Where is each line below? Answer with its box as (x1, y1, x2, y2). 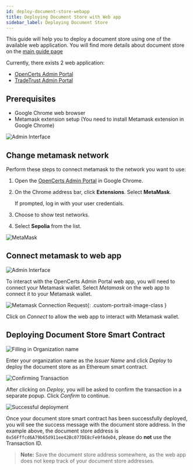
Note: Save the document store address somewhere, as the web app (20, 451, 187, 458)
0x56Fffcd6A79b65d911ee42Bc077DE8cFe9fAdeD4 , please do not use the (6, 433, 171, 440)
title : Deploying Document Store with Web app (6, 14, 121, 20)
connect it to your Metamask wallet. (6, 290, 92, 297)
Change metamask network (6, 150, 109, 160)
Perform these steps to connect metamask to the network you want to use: (6, 166, 186, 173)
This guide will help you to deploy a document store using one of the (6, 36, 171, 43)
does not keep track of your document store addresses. (20, 457, 155, 464)
